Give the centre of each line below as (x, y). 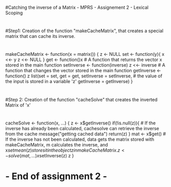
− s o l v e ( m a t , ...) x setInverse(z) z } (40, 155)
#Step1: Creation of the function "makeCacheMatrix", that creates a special (84, 31)
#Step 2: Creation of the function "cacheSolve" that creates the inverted (81, 99)
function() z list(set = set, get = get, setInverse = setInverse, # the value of (84, 76)
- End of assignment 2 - (56, 176)
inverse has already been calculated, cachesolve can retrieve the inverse (82, 128)
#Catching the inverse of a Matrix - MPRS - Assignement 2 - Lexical (77, 7)
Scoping (14, 13)
